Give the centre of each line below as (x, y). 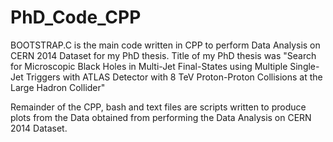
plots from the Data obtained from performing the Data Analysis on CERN (161, 117)
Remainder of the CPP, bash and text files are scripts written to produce (158, 107)
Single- (304, 66)
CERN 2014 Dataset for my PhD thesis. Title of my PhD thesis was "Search (163, 55)
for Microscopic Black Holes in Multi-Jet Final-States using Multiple (149, 66)
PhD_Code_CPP (76, 17)
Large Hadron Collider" (58, 87)
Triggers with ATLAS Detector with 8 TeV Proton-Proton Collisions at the (174, 77)
